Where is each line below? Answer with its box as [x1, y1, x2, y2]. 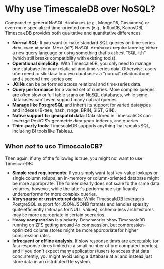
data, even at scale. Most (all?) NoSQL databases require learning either [12, 45, 158, 50]
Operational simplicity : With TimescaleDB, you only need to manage [12, 60, 152, 66]
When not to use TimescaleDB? [5, 142, 103, 150]
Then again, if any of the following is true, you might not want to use [5, 155, 143, 161]
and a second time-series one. [12, 76, 74, 82]
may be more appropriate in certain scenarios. [12, 212, 106, 218]
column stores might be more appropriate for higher [33, 227, 138, 233]
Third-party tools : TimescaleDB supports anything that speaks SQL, [12, 122, 151, 128]
